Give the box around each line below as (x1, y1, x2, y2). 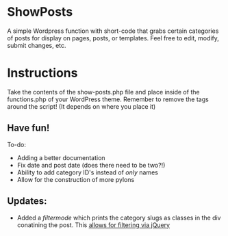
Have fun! (7, 122, 50, 134)
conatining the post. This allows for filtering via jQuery (16, 220, 170, 229)
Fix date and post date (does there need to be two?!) (16, 161, 166, 169)
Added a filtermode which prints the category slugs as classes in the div (16, 213, 221, 222)
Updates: (7, 196, 47, 207)
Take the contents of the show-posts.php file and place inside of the (7, 88, 200, 96)
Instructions (7, 66, 78, 81)
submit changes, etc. (7, 41, 66, 49)
